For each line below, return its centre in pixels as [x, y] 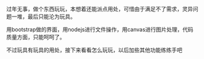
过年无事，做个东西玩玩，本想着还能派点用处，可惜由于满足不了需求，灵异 [100, 9]
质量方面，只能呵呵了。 [36, 37]
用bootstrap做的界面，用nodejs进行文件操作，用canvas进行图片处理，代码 [100, 29]
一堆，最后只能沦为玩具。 [44, 16]
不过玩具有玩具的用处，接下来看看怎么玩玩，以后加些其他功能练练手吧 [94, 50]
